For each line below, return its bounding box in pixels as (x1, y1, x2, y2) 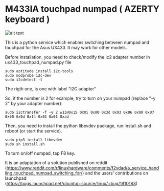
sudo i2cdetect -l (5, 77, 43, 82)
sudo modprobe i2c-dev (5, 73, 51, 78)
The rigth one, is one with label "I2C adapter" (5, 85, 96, 91)
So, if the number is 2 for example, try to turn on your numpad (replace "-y (5, 95, 156, 101)
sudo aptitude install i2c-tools (5, 68, 73, 74)
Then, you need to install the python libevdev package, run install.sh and (5, 123, 152, 128)
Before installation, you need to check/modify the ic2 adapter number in (5, 54, 150, 60)
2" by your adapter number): (5, 100, 63, 106)
